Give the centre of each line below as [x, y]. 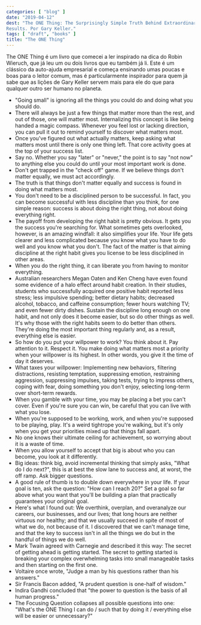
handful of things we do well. [51, 539]
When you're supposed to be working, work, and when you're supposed [104, 418]
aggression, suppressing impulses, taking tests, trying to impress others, [104, 380]
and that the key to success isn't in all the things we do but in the [95, 533]
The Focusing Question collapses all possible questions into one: [95, 603]
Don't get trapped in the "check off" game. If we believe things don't [99, 170]
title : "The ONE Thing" [36, 40]
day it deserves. [35, 361]
